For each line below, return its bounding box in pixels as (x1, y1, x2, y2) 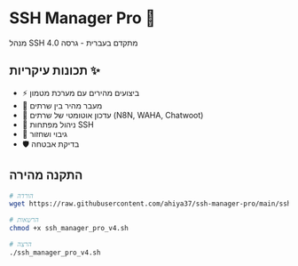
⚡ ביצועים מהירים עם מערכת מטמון (21, 87, 140, 98)
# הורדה (9, 191, 34, 200)
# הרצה (9, 240, 33, 249)
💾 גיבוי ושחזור (21, 128, 68, 139)
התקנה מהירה (9, 168, 83, 183)
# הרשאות (9, 215, 39, 225)
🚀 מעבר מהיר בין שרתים (21, 100, 103, 110)
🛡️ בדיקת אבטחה (21, 138, 80, 149)
